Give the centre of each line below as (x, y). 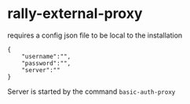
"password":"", (46, 63)
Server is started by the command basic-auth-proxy (91, 91)
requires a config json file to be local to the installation (95, 35)
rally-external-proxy (75, 14)
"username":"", (46, 56)
